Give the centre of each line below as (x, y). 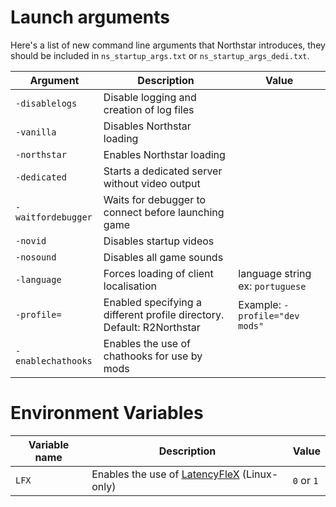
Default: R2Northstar (152, 327)
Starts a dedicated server (163, 171)
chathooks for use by (153, 356)
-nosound (36, 257)
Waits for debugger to (155, 199)
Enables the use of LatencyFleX (165, 474)
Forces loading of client (158, 273)
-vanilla (36, 132)
